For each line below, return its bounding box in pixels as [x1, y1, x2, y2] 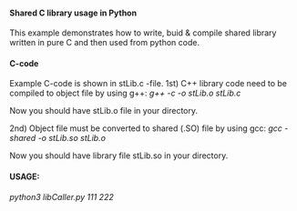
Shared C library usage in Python [9, 7, 138, 18]
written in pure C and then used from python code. [9, 37, 200, 48]
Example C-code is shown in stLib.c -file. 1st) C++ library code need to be [9, 78, 287, 89]
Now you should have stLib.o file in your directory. [9, 105, 199, 116]
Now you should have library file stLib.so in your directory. [9, 150, 229, 161]
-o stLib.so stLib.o [37, 133, 107, 144]
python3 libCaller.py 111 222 [9, 191, 114, 202]
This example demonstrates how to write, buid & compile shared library [9, 27, 277, 38]
